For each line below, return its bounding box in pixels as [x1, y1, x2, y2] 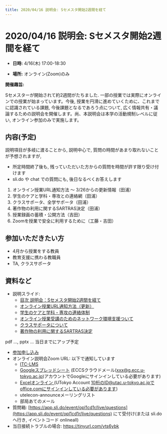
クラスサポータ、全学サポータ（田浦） [12, 199, 91, 205]
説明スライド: [12, 291, 40, 296]
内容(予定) [5, 133, 36, 141]
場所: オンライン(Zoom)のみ [12, 71, 70, 77]
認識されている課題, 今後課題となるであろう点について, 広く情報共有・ [9, 104, 154, 110]
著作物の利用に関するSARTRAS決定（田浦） [12, 205, 103, 212]
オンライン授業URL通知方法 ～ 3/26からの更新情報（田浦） [12, 187, 134, 193]
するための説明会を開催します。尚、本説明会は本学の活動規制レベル [9, 111, 149, 117]
